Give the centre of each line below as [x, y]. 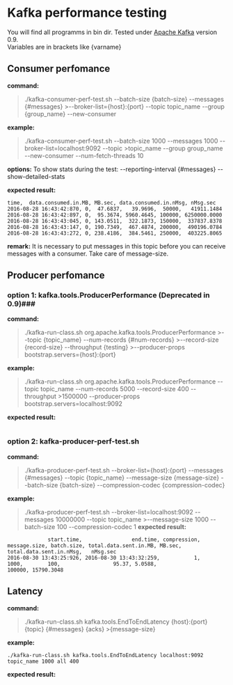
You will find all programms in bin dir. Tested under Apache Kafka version [112, 32]
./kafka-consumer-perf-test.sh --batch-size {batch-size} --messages [124, 99]
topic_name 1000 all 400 [43, 661]
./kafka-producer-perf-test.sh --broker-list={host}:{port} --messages [124, 470]
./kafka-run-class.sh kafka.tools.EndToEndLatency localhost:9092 [105, 655]
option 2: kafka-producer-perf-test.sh [73, 441]
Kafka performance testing [87, 13]
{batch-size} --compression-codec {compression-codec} [142, 485]
